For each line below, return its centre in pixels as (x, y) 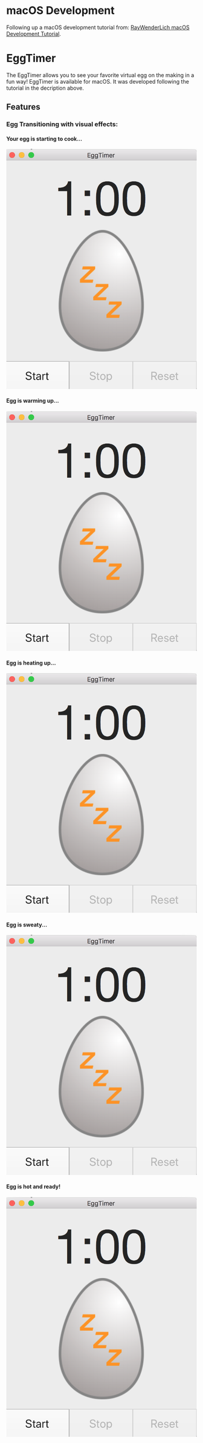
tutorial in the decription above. (45, 88)
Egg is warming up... (33, 401)
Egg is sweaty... (27, 925)
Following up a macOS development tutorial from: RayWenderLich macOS (98, 27)
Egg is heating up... (31, 663)
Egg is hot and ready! (34, 1187)
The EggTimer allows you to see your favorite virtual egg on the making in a (100, 75)
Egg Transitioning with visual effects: (62, 124)
